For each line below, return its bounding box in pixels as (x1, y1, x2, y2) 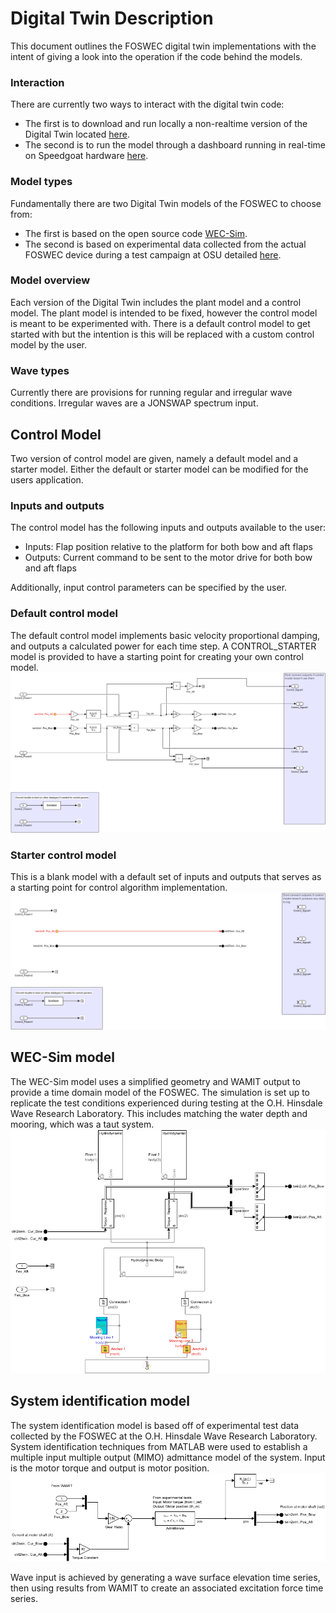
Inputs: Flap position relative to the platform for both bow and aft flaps (24, 541, 313, 553)
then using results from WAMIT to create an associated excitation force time (10, 1582, 324, 1594)
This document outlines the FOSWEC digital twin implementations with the (10, 40, 317, 52)
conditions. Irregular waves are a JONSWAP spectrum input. (10, 397, 259, 409)
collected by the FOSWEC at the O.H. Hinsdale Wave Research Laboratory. (10, 1430, 318, 1442)
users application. (10, 473, 84, 486)
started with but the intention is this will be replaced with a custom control (10, 328, 315, 340)
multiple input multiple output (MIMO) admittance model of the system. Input (10, 1451, 326, 1463)
